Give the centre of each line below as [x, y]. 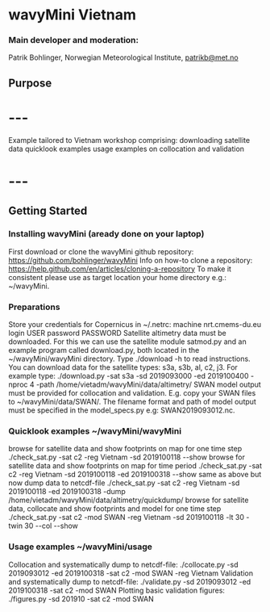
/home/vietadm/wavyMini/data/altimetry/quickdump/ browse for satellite [129, 500]
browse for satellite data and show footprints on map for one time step [125, 449]
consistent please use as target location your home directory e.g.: [118, 277]
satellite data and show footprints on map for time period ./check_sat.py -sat [135, 466]
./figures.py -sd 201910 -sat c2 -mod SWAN [81, 598]
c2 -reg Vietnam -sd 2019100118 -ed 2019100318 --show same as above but [135, 475]
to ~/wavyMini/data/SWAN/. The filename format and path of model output [132, 401]
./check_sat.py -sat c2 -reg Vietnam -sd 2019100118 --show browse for [127, 457]
